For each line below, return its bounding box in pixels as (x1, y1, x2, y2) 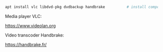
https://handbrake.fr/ (5, 41, 47, 47)
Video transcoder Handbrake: (5, 32, 65, 38)
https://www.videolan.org (5, 22, 56, 29)
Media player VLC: (5, 13, 42, 19)
